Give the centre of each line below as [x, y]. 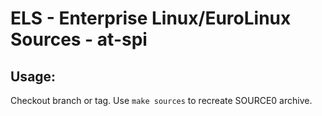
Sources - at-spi [79, 39]
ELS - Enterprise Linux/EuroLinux [151, 18]
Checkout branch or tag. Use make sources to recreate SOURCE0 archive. [161, 100]
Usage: [33, 76]
